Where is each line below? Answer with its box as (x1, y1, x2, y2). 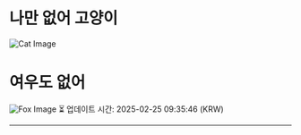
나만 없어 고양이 (9, 8, 118, 29)
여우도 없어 (9, 72, 86, 93)
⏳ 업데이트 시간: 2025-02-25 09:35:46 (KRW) (57, 104, 224, 114)
